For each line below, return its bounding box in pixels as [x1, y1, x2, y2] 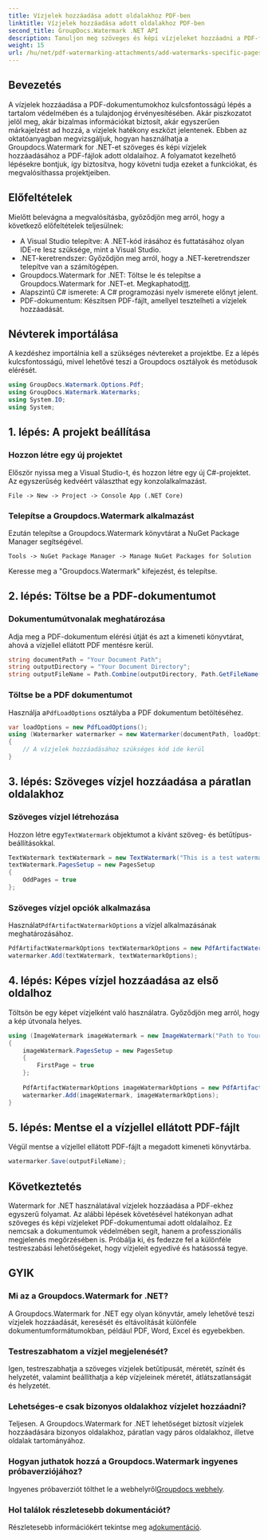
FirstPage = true [37, 1062, 94, 1070]
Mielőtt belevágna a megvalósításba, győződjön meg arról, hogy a [8, 212, 225, 222]
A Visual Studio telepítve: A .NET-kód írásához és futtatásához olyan [19, 236, 245, 246]
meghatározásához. [8, 929, 73, 938]
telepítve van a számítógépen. [19, 262, 120, 271]
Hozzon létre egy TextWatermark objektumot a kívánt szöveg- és [8, 830, 217, 839]
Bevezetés [8, 78, 62, 92]
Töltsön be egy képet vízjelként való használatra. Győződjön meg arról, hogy [8, 1007, 260, 1017]
